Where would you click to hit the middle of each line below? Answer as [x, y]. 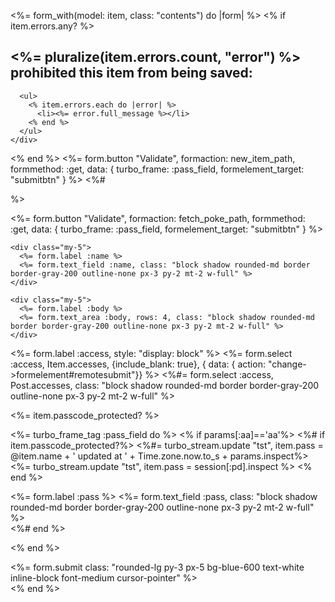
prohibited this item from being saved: [131, 73]
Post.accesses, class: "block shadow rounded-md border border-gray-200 [165, 385]
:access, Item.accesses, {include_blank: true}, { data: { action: [138, 364]
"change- [287, 364]
